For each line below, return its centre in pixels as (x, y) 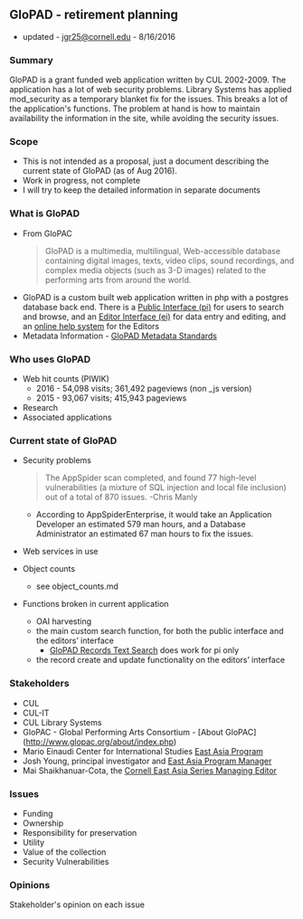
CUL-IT (36, 713)
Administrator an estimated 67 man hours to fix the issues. (145, 534)
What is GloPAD (45, 213)
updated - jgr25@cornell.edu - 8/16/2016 (99, 36)
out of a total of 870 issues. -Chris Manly (121, 497)
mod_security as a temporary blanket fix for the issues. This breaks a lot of (149, 99)
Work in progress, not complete (81, 181)
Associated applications (67, 417)
